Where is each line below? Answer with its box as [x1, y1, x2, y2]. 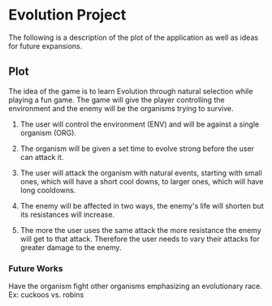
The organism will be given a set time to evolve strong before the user [19, 144, 254, 153]
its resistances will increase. [19, 209, 115, 219]
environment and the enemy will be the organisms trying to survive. [8, 103, 234, 113]
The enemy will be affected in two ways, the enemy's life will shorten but [19, 200, 264, 210]
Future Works [8, 262, 63, 274]
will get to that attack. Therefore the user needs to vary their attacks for [19, 234, 260, 244]
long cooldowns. [19, 185, 76, 195]
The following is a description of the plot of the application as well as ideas [8, 32, 258, 42]
